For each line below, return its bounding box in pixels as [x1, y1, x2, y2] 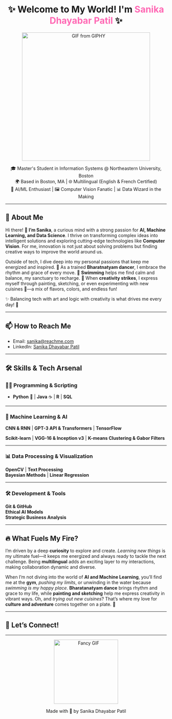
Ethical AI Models [5, 509, 44, 515]
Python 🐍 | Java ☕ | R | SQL [12, 394, 73, 400]
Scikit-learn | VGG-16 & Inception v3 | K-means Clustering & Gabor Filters [5, 435, 165, 441]
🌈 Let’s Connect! [5, 621, 59, 630]
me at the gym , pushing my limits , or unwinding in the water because [5, 579, 151, 586]
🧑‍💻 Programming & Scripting [5, 381, 78, 388]
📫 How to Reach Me [5, 322, 71, 331]
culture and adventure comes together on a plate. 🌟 [5, 601, 116, 607]
